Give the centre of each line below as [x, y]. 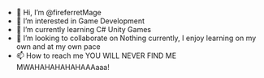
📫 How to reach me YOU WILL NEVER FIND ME [96, 55]
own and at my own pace [58, 47]
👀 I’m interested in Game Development [80, 21]
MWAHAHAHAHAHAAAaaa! [63, 67]
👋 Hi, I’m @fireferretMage [58, 12]
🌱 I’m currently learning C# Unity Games [84, 29]
